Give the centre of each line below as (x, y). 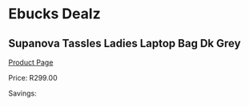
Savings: (23, 93)
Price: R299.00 (33, 78)
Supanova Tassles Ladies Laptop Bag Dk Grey (125, 43)
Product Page (31, 62)
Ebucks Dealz (55, 14)
